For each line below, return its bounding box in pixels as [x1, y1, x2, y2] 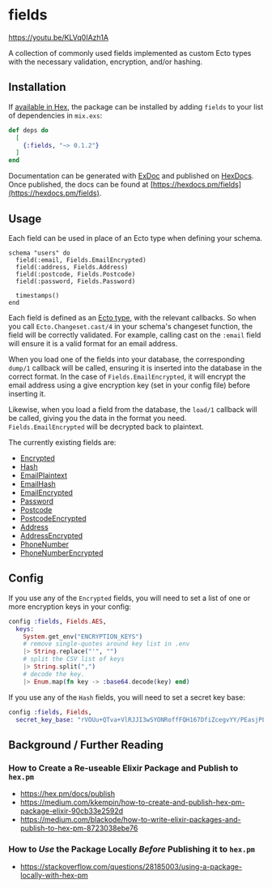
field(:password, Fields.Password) [15, 277, 136, 285]
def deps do [8, 126, 49, 135]
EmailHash [19, 478, 57, 488]
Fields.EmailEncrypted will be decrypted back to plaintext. [8, 422, 204, 431]
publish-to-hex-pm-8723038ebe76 [19, 823, 138, 833]
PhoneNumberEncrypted [19, 547, 104, 557]
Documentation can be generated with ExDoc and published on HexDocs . [8, 171, 254, 181]
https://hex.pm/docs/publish [19, 789, 116, 799]
